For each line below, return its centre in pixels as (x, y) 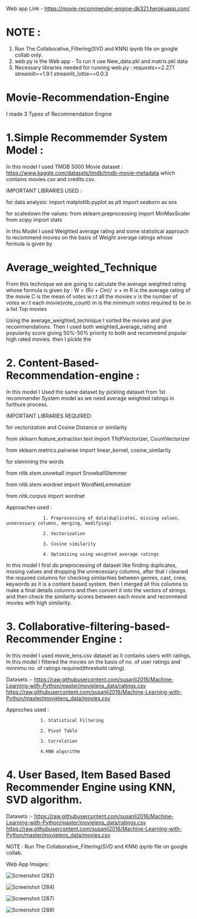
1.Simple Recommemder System (87, 138)
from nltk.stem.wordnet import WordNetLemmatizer (69, 484)
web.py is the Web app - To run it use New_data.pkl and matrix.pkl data (101, 61)
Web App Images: (28, 864)
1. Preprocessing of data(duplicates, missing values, (112, 518)
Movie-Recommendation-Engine (88, 98)
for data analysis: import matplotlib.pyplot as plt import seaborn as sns (92, 202)
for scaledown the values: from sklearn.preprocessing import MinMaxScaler (98, 213)
